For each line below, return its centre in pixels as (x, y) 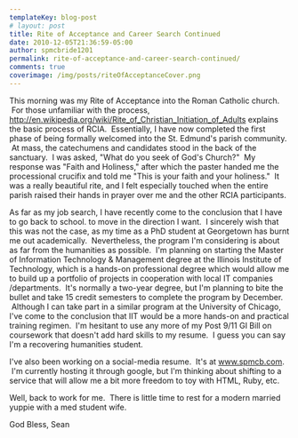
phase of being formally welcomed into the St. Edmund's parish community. (148, 138)
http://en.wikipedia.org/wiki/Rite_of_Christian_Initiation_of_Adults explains (144, 119)
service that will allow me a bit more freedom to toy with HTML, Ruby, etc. (145, 380)
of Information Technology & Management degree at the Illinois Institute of (145, 259)
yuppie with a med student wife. (68, 407)
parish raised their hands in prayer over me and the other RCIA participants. (148, 195)
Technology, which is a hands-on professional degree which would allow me (149, 268)
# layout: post (37, 26)
